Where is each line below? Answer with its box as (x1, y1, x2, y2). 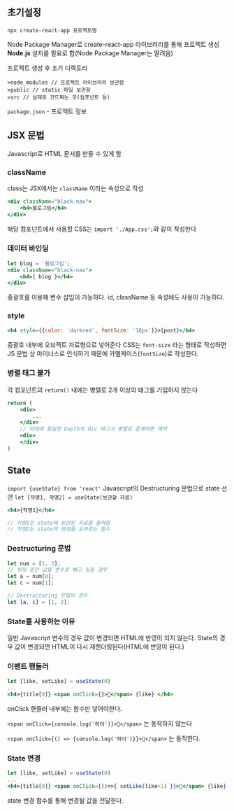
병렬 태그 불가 (7, 368, 51, 378)
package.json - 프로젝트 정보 (7, 107, 87, 115)
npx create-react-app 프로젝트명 (7, 27, 98, 34)
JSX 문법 (7, 129, 45, 141)
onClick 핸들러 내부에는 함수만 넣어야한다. (7, 705, 122, 713)
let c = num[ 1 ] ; (7, 579, 54, 586)
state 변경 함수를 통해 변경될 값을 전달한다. (7, 796, 124, 805)
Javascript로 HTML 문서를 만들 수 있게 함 (7, 149, 122, 157)
